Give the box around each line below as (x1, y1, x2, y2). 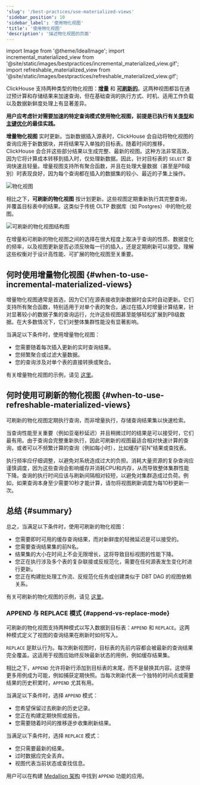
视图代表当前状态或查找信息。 (14, 759, 88, 767)
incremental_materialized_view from (6, 54, 94, 61)
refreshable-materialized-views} (6, 400, 131, 410)
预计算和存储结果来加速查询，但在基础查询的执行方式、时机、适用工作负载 (11, 92, 194, 100)
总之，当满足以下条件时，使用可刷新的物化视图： (6, 523, 126, 530)
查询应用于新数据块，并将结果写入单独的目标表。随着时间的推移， (6, 140, 168, 147)
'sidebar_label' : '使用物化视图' (6, 20, 84, 26)
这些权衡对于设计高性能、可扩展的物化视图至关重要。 (6, 251, 137, 258)
